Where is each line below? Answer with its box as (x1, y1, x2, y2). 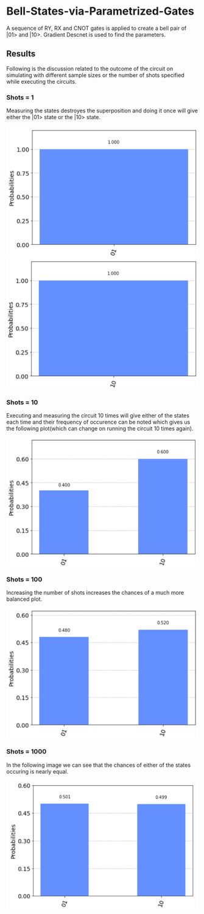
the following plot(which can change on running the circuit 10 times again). (6, 425, 194, 432)
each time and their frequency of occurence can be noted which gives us (6, 418, 191, 426)
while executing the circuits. (6, 78, 77, 85)
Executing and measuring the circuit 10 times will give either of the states (6, 412, 190, 419)
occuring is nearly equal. (6, 767, 69, 775)
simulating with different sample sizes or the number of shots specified (6, 71, 185, 79)
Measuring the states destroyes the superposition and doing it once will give (6, 107, 198, 114)
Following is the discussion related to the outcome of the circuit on (6, 65, 174, 72)
